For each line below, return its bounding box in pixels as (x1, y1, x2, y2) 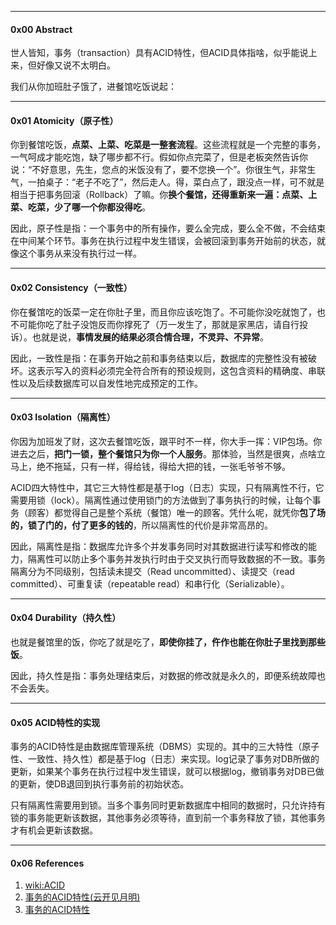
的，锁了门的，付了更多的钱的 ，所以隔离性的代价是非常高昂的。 (10, 519, 273, 531)
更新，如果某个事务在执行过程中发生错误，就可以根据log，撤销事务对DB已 (10, 766, 316, 778)
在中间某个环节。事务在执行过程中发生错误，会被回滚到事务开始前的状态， (10, 235, 317, 247)
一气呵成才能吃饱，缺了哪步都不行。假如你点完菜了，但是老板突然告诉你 (10, 151, 308, 163)
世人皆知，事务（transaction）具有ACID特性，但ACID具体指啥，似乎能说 (10, 47, 309, 59)
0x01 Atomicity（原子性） (10, 114, 119, 126)
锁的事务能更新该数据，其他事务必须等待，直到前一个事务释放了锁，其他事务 (10, 812, 326, 824)
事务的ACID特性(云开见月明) (24, 891, 141, 903)
